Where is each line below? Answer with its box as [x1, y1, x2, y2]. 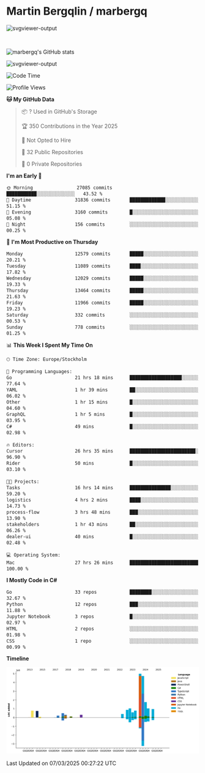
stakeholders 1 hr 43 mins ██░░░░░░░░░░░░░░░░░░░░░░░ [6, 521, 199, 527]
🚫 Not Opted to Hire [21, 136, 72, 144]
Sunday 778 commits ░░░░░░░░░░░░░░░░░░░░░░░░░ [6, 324, 199, 330]
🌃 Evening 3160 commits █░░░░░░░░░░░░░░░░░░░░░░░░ [6, 209, 199, 215]
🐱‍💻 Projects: [6, 478, 40, 484]
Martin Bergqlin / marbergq [6, 4, 148, 18]
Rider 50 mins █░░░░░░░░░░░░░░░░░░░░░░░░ [6, 460, 199, 466]
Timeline [6, 654, 29, 662]
